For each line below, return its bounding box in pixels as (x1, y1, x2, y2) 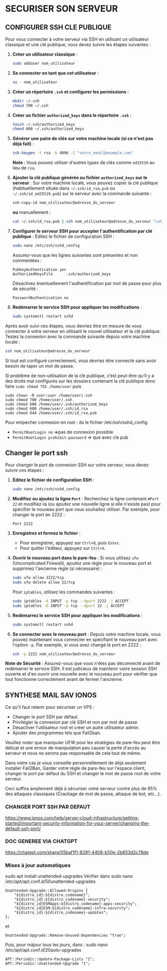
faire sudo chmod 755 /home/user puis (5, 383, 81, 389)
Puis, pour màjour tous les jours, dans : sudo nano (5, 942, 108, 948)
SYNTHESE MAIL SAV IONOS (5, 691, 97, 699)
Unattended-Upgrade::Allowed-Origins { (5, 888, 88, 893)
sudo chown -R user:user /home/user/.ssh (5, 393, 93, 398)
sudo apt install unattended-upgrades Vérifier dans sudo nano (5, 873, 133, 879)
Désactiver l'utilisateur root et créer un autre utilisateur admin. (12, 725, 140, 731)
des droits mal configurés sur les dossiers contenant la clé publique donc (5, 378, 156, 384)
